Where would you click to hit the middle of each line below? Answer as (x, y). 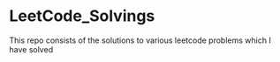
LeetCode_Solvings (82, 16)
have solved (31, 49)
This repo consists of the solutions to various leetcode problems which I (140, 40)
